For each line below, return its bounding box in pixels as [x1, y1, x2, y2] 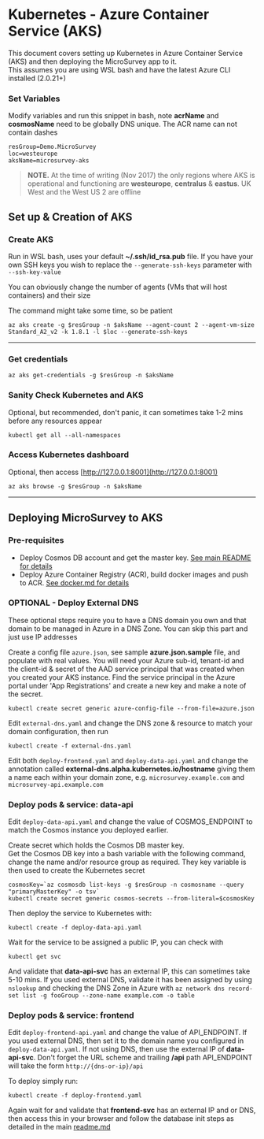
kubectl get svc [8, 953, 61, 961]
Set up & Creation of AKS [8, 210, 133, 224]
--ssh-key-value [8, 268, 61, 276]
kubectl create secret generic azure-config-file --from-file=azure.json [8, 704, 255, 712]
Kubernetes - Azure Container [8, 6, 210, 24]
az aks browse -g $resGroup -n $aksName [8, 482, 143, 490]
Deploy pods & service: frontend [8, 1010, 135, 1021]
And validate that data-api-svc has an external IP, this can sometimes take [8, 966, 251, 976]
